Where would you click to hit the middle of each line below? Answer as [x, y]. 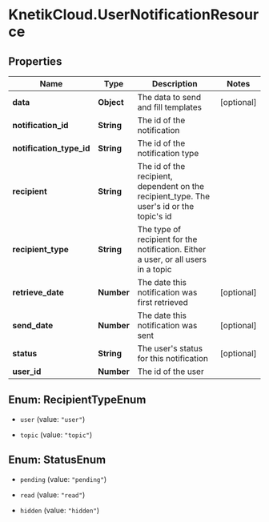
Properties [35, 61]
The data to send [169, 97]
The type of [159, 229]
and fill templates [170, 107]
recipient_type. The [174, 196]
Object [111, 102]
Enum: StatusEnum [57, 460]
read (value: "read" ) [52, 495]
